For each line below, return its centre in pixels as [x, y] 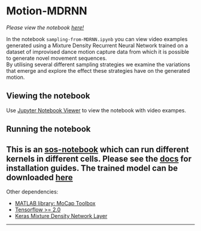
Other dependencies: [32, 192]
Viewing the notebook [48, 96]
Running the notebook [48, 129]
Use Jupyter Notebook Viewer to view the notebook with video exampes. [96, 110]
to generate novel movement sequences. [57, 58]
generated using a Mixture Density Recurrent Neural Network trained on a [97, 45]
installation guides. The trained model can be [92, 168]
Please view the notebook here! [45, 27]
